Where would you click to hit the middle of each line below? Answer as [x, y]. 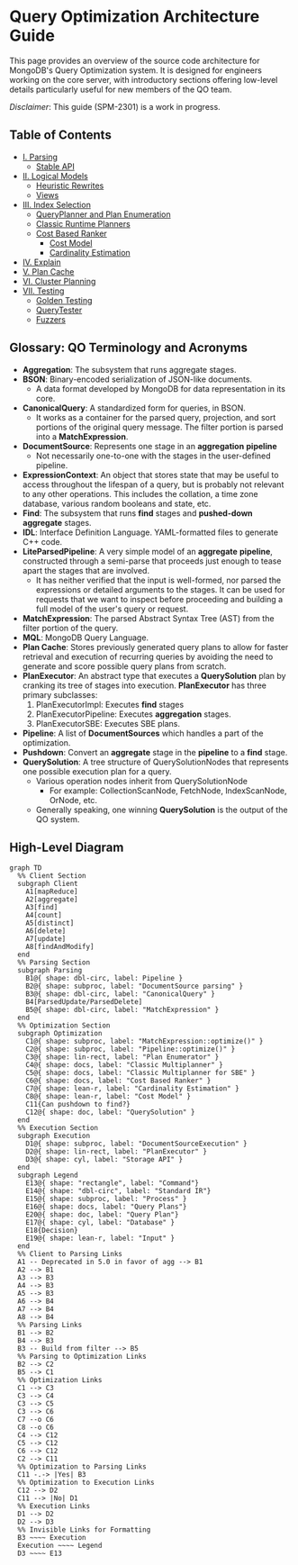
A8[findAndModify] [60, 947]
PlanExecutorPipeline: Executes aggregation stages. [133, 714]
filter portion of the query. [70, 628]
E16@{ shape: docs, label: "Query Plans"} [106, 1207]
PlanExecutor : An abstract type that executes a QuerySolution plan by [154, 675]
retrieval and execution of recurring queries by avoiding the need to [148, 656]
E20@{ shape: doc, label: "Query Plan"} [102, 1215]
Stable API [55, 166]
